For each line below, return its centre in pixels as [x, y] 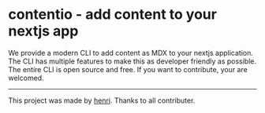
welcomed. [26, 78]
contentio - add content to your [112, 15]
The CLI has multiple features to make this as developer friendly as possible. [132, 61]
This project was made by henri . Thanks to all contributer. [102, 100]
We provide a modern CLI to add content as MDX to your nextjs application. [131, 53]
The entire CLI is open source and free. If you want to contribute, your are [128, 69]
